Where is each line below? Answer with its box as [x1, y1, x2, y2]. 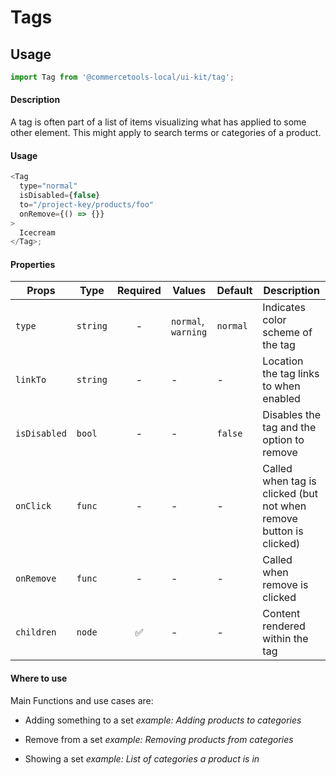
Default [216, 284, 253, 298]
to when [262, 379, 301, 393]
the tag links [262, 367, 320, 381]
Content [262, 607, 301, 621]
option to [262, 433, 305, 447]
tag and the [262, 421, 317, 435]
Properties [10, 258, 56, 270]
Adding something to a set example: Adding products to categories [24, 714, 302, 726]
